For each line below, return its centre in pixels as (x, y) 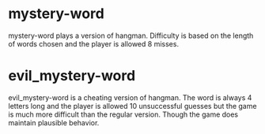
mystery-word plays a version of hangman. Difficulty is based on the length (131, 35)
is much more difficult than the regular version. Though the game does (123, 114)
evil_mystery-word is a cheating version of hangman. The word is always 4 (130, 97)
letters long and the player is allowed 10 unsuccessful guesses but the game (132, 106)
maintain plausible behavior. (54, 122)
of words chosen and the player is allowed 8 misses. (94, 43)
